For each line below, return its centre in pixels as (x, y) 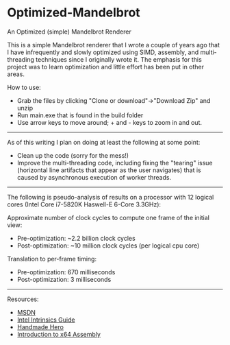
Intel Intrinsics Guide (46, 320)
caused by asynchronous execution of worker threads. (94, 177)
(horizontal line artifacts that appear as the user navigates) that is (109, 170)
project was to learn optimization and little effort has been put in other (105, 67)
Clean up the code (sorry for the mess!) (73, 155)
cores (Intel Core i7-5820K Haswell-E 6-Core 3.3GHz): (84, 204)
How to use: (24, 87)
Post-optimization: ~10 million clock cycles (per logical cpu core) (108, 246)
